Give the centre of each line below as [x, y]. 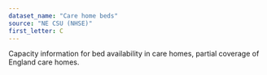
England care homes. [44, 62]
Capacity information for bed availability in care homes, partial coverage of [134, 54]
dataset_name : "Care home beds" [63, 16]
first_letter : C [36, 31]
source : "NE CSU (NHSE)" [50, 23]
